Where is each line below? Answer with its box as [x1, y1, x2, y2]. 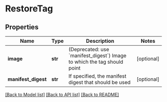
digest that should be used [69, 79, 131, 86]
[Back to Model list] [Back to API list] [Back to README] [5, 92, 119, 98]
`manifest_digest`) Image [69, 52, 127, 59]
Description [86, 38, 114, 44]
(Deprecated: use [69, 46, 109, 53]
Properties [5, 23, 39, 31]
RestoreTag [5, 3, 53, 14]
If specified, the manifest [69, 73, 127, 80]
